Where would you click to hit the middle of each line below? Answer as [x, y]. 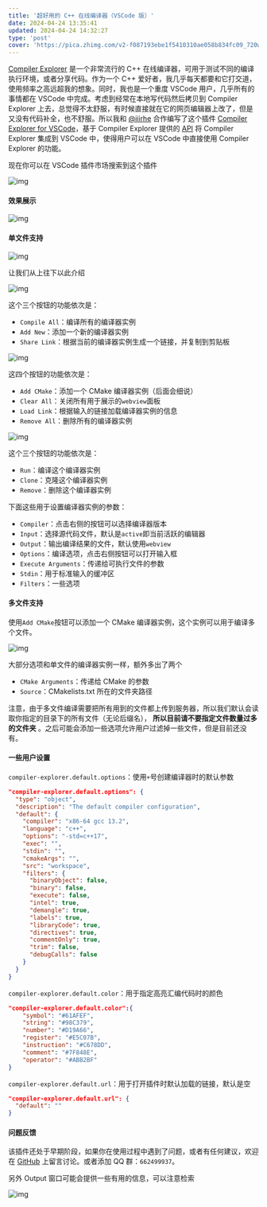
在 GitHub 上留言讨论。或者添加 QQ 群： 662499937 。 [94, 1162]
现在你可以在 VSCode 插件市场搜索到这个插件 [83, 165]
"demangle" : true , [60, 910]
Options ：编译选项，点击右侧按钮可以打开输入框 [98, 553]
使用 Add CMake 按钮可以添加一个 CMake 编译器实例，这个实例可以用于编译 [128, 622]
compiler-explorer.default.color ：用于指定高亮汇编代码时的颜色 [116, 993]
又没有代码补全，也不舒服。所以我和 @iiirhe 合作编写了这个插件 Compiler [128, 119]
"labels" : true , [56, 917]
